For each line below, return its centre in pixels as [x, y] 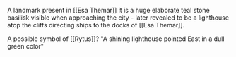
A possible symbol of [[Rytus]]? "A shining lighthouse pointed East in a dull [116, 39]
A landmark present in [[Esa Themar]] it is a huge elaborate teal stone [108, 10]
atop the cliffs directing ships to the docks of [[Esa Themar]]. [96, 25]
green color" [26, 46]
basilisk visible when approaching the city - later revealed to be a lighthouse [118, 18]
